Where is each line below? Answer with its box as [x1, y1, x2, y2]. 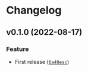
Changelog [6, 4, 62, 17]
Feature [6, 45, 29, 53]
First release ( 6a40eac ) [14, 58, 70, 65]
